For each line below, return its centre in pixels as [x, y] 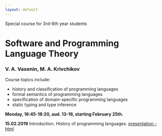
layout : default [21, 10]
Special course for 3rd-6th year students [46, 23]
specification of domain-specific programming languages [70, 100]
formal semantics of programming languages [57, 94]
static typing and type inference [44, 105]
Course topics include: [28, 80]
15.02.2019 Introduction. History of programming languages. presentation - [81, 124]
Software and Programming [62, 43]
